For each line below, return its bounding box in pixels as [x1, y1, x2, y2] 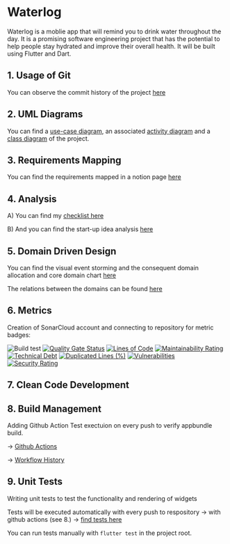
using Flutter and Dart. [7, 49, 72, 58]
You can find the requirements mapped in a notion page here [7, 173, 182, 181]
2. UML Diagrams [7, 109, 83, 121]
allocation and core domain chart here [7, 271, 117, 279]
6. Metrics [7, 304, 52, 317]
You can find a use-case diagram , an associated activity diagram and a [7, 127, 211, 135]
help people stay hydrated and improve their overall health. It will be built [7, 42, 215, 50]
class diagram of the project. [7, 134, 90, 143]
